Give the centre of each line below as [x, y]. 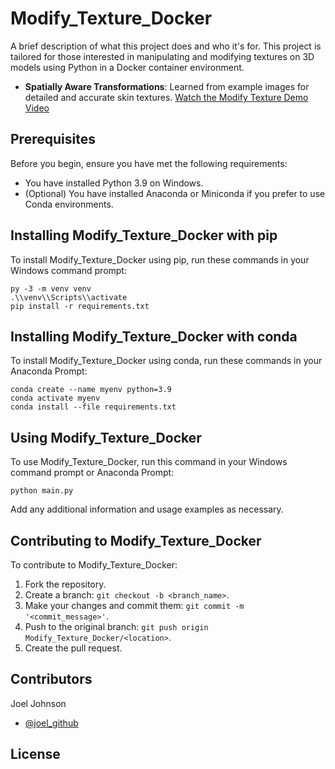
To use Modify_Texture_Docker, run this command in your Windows [149, 462]
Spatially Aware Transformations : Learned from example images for [167, 86]
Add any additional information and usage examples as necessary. [147, 509]
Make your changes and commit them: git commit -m [134, 605]
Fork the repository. [65, 584]
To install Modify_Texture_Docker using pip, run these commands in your [160, 259]
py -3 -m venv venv [51, 288]
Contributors [51, 679]
